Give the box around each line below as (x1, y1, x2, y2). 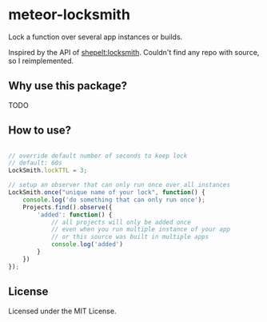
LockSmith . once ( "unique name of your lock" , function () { (8, 189, 205, 197)
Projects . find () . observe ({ (22, 203, 113, 211)
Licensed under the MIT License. (8, 306, 117, 316)
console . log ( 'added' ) (50, 241, 124, 248)
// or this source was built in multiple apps (50, 233, 209, 241)
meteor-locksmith (8, 6, 130, 24)
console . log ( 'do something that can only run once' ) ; (22, 196, 205, 204)
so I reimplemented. (8, 56, 74, 66)
